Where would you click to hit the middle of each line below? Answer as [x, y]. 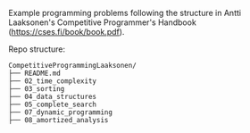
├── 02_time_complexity [53, 81]
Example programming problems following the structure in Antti [125, 13]
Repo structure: [37, 49]
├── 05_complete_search [53, 104]
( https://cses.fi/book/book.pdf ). [67, 32]
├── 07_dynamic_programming [61, 112]
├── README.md [35, 73]
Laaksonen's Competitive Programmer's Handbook [103, 22]
